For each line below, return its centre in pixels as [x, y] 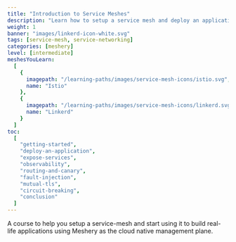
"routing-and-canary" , [53, 171]
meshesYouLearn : [31, 60]
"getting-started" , [48, 145]
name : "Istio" [47, 86]
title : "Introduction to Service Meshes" [69, 14]
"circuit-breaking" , [50, 191]
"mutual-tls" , [40, 184]
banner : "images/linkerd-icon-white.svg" [69, 33]
